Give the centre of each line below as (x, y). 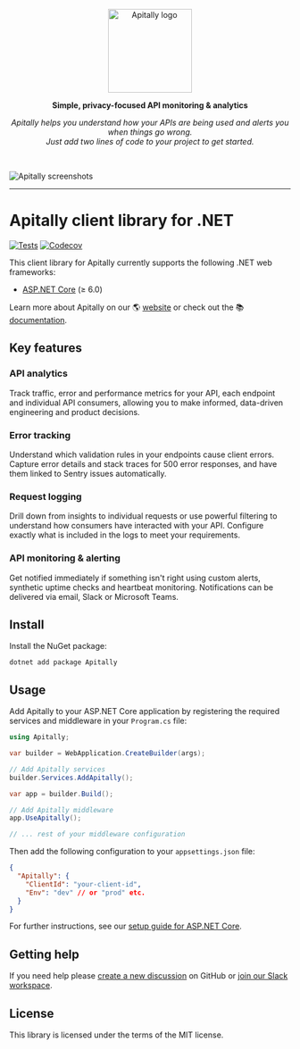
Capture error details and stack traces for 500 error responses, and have (143, 463)
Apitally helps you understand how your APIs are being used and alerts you (150, 122)
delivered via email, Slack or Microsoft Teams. (94, 596)
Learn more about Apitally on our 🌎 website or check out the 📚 (127, 307)
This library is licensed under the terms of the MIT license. (117, 1035)
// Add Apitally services (57, 769)
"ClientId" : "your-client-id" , (83, 884)
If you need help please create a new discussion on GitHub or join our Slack (149, 976)
